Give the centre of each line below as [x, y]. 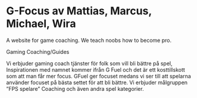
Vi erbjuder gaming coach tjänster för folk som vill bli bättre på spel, [89, 63]
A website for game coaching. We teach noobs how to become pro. [89, 40]
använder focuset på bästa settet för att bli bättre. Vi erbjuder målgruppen [97, 82]
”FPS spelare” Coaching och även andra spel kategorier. [75, 88]
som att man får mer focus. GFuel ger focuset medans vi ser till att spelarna [99, 76]
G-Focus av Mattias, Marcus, [79, 11]
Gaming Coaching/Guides [38, 51]
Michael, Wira [41, 24]
